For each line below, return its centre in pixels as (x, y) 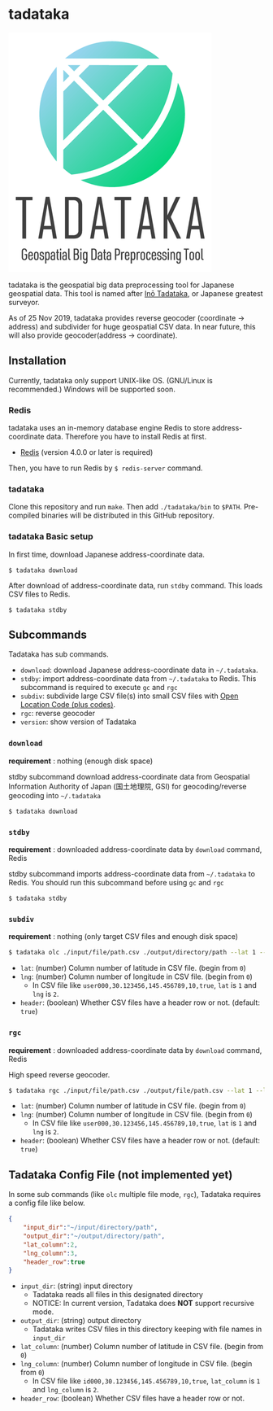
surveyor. (24, 302)
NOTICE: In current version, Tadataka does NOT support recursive (143, 1304)
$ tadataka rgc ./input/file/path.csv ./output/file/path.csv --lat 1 (130, 1090)
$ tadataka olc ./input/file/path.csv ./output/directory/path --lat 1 (132, 953)
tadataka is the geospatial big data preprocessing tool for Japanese (121, 285)
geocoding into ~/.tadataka (55, 795)
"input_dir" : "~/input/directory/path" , (91, 1228)
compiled (24, 515)
